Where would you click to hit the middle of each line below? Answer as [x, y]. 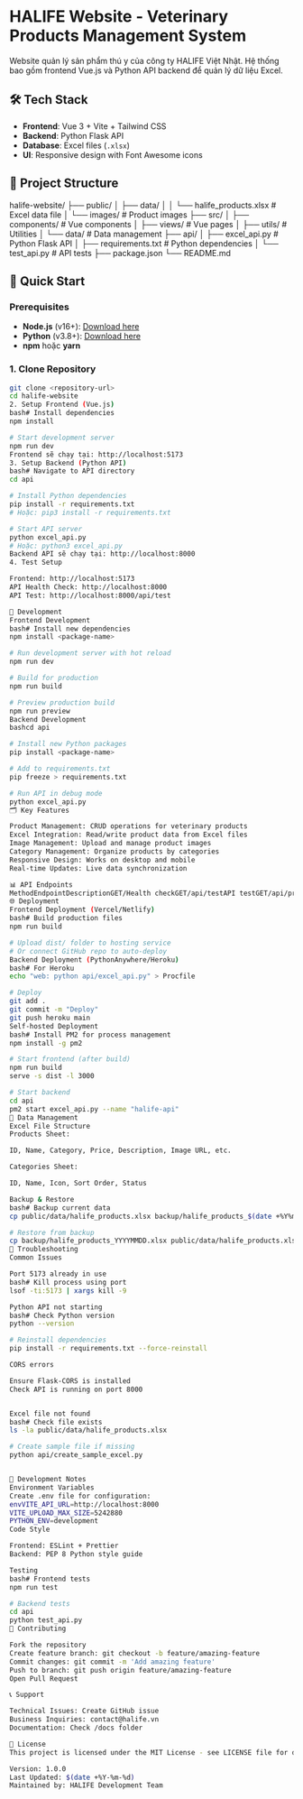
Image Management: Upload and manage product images [110, 844]
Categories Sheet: [44, 1167]
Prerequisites [39, 307]
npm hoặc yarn [51, 346]
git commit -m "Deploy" [54, 1010]
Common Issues [36, 1258]
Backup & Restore [42, 1199]
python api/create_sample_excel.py [76, 1455]
